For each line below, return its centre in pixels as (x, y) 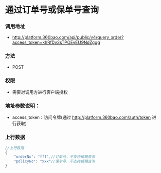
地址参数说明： (23, 106)
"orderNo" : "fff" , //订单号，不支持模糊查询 (54, 157)
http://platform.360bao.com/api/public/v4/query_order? (68, 38)
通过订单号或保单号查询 (52, 10)
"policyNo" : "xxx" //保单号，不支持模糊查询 (54, 161)
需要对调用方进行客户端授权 (40, 92)
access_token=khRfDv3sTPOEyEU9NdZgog (56, 42)
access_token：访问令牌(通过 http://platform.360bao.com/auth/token (81, 117)
